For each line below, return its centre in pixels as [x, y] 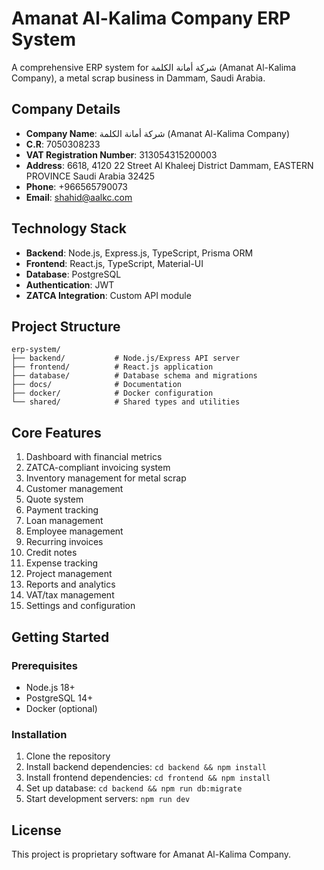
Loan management [64, 521]
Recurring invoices [64, 542]
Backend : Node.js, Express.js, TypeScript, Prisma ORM [139, 253]
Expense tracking [61, 563]
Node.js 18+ [50, 687]
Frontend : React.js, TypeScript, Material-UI [114, 263]
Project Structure [66, 326]
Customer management [74, 489]
